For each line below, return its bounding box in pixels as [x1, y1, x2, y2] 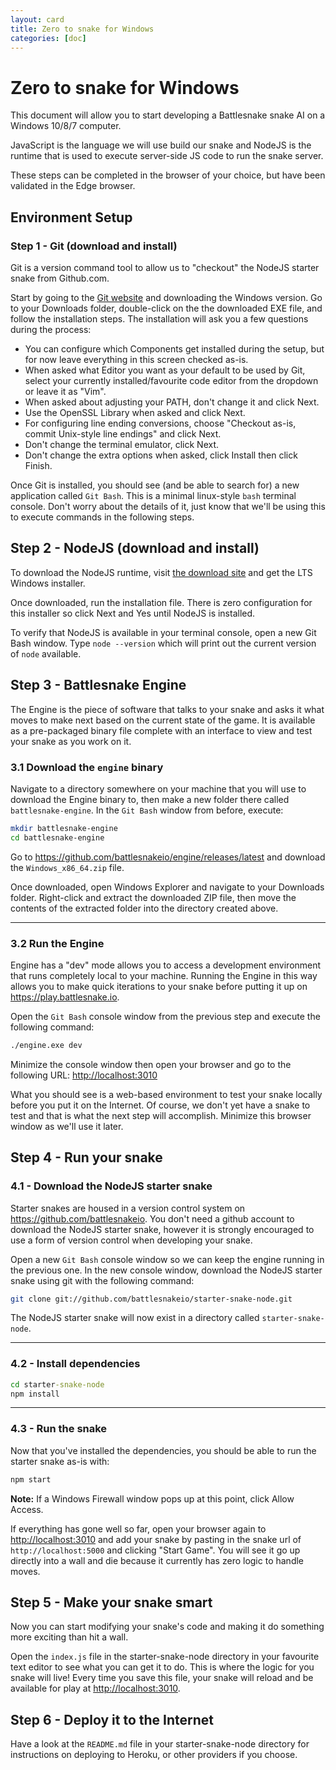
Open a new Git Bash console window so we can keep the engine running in [10, 1253, 325, 1265]
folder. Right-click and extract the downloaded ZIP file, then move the [10, 891, 297, 903]
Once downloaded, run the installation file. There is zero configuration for [10, 596, 313, 608]
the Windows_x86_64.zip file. [10, 861, 125, 873]
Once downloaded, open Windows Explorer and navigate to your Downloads [10, 881, 325, 893]
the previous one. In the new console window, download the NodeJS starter [10, 1264, 323, 1276]
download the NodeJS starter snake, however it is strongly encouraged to [10, 1223, 315, 1235]
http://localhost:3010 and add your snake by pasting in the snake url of [10, 1533, 302, 1545]
